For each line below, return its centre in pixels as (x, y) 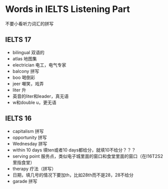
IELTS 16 (18, 118)
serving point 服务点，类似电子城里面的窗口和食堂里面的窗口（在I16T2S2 (88, 156)
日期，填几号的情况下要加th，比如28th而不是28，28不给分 (73, 175)
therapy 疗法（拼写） (34, 168)
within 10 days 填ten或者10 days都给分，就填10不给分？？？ (74, 150)
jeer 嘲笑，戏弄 (28, 83)
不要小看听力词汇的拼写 (29, 23)
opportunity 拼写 (30, 137)
